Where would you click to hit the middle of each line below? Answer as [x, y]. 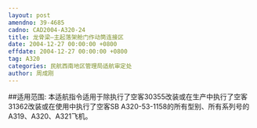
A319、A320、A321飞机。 [50, 116]
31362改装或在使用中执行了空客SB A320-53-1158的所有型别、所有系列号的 [129, 106]
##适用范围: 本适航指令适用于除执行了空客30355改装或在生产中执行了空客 [128, 96]
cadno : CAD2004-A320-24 [47, 30]
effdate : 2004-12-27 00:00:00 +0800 [68, 52]
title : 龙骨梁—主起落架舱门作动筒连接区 [66, 37]
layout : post [29, 15]
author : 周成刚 [31, 73]
